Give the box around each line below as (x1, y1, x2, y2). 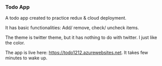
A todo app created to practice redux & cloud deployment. (5, 15, 127, 21)
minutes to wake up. (5, 55, 48, 61)
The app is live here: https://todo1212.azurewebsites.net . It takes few (5, 49, 148, 56)
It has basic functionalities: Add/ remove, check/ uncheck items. (5, 25, 139, 31)
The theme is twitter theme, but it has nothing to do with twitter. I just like (5, 34, 157, 41)
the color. (5, 40, 25, 46)
